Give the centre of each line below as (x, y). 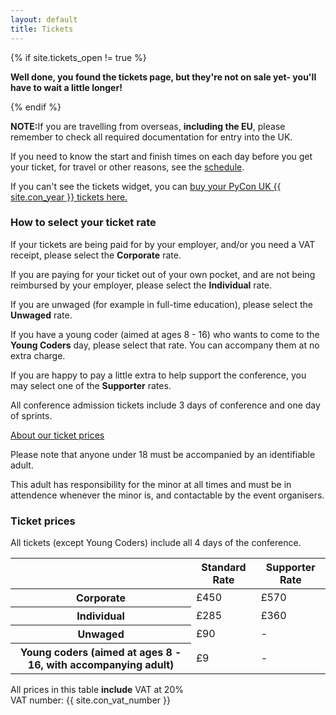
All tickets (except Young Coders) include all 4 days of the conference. (156, 543)
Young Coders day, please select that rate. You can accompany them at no (165, 345)
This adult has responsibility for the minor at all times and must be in (151, 484)
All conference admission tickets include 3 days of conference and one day (165, 405)
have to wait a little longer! (66, 87)
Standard (224, 568)
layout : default (44, 19)
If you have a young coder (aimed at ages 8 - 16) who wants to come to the (165, 334)
